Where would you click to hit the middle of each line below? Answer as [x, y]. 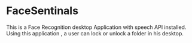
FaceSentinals [42, 11]
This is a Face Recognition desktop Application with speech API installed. [96, 27]
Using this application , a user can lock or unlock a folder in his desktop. [95, 33]
